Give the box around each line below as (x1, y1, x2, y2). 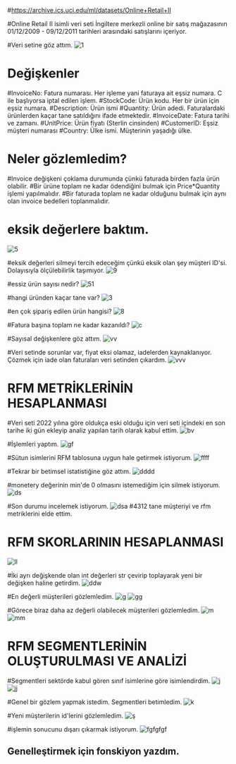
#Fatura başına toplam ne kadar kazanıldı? (7, 320, 130, 329)
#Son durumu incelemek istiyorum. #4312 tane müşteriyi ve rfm (7, 502, 211, 510)
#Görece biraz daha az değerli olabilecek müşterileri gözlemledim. (7, 606, 200, 614)
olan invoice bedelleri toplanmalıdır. (7, 197, 111, 205)
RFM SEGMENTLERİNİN (7, 638, 147, 654)
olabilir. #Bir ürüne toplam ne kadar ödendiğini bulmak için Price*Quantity (7, 181, 221, 190)
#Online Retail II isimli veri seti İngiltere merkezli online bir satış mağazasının (7, 20, 228, 28)
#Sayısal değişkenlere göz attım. (7, 334, 102, 343)
